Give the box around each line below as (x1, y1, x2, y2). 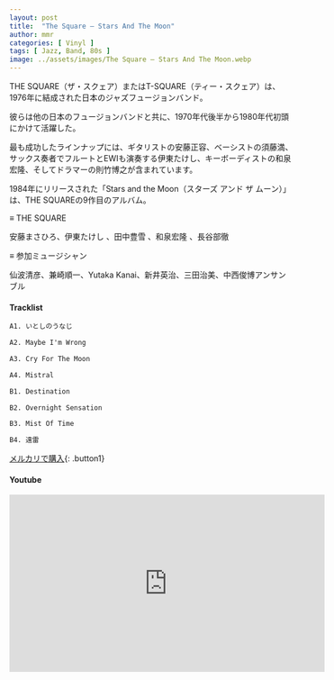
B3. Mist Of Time (9, 420, 75, 429)
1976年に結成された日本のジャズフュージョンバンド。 (9, 92, 208, 103)
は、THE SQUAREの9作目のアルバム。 (9, 195, 151, 205)
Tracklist (9, 302, 43, 313)
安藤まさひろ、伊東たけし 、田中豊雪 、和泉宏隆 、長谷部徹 (9, 231, 230, 241)
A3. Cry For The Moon (9, 354, 91, 363)
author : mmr (9, 30, 54, 39)
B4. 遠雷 (9, 436, 40, 445)
